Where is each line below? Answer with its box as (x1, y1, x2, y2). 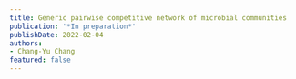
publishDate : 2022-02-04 (9, 30, 104, 39)
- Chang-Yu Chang (9, 47, 76, 56)
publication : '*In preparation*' (9, 22, 137, 31)
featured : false (9, 55, 71, 64)
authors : (9, 38, 43, 48)
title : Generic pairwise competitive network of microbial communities (9, 13, 287, 23)
